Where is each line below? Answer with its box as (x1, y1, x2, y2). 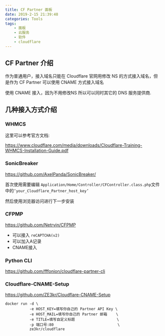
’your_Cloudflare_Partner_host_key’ (14, 188, 89, 193)
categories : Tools (5, 16, 43, 21)
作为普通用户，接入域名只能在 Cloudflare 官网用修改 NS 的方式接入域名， (5, 73, 154, 79)
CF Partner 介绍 (5, 59, 54, 67)
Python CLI (5, 257, 32, 264)
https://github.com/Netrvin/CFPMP (5, 222, 76, 228)
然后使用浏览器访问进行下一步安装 (5, 198, 74, 204)
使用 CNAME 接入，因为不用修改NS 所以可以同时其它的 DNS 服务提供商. (5, 89, 152, 95)
